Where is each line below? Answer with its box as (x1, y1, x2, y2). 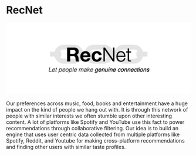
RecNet (6, 4, 43, 17)
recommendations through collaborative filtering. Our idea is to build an (6, 125, 179, 132)
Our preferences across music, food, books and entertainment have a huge (6, 100, 188, 107)
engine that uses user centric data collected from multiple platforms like (6, 131, 180, 138)
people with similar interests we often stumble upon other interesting (6, 112, 172, 120)
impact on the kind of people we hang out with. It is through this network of (6, 106, 188, 113)
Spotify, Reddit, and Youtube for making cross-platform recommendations (6, 137, 185, 144)
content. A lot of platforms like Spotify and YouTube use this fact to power (6, 119, 185, 126)
